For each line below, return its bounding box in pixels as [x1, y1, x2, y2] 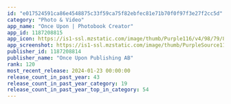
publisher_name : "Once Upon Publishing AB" [7, 55, 134, 62]
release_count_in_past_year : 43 [7, 73, 100, 81]
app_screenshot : [7, 42, 54, 49]
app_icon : [7, 36, 36, 42]
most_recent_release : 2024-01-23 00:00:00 [7, 67, 131, 74]
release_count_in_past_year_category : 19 [7, 80, 128, 87]
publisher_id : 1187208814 [7, 49, 81, 55]
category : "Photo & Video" [7, 16, 85, 23]
